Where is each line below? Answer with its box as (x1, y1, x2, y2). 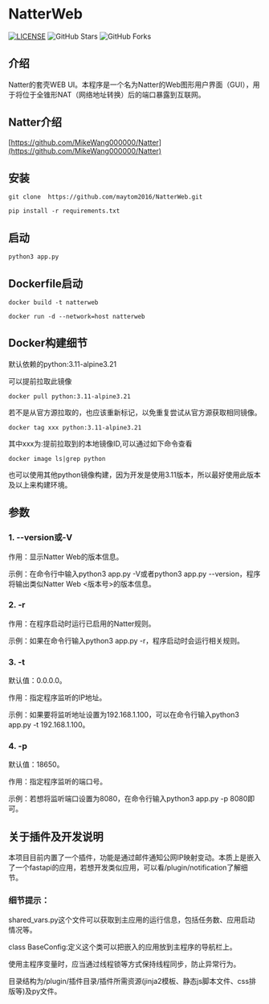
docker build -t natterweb (8, 298, 99, 307)
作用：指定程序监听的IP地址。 (8, 693, 107, 702)
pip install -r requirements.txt (8, 207, 120, 216)
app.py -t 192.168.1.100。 (8, 720, 90, 730)
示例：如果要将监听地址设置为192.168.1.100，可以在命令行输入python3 (8, 710, 239, 720)
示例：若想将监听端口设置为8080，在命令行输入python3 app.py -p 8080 (8, 794, 248, 804)
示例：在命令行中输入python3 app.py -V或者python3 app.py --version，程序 (8, 569, 261, 578)
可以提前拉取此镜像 (8, 376, 72, 386)
